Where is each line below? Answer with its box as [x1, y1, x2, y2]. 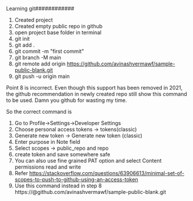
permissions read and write [14, 163, 81, 170]
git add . [14, 41, 35, 48]
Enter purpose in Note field [14, 139, 81, 145]
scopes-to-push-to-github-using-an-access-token [14, 176, 138, 183]
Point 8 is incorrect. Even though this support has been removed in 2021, [6, 84, 183, 91]
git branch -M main [14, 54, 62, 61]
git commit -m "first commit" [14, 48, 84, 55]
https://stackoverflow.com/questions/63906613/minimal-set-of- [29, 170, 185, 176]
